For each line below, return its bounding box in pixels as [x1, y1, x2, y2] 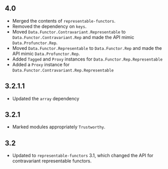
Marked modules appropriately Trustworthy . [12, 124, 106, 130]
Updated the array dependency [12, 95, 80, 102]
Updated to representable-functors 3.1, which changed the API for [12, 153, 154, 159]
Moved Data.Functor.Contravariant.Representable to [12, 28, 126, 35]
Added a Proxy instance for [12, 61, 70, 67]
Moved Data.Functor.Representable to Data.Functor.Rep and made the [12, 45, 162, 51]
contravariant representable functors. [12, 158, 92, 164]
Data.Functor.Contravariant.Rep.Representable [12, 68, 114, 73]
